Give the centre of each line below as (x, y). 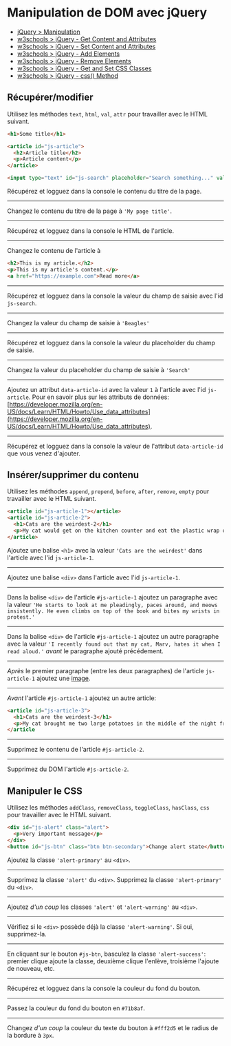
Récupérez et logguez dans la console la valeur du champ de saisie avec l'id (115, 296)
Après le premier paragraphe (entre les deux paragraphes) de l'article (106, 670)
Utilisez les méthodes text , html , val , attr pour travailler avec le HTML (108, 114)
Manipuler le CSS (45, 791)
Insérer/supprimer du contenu (73, 475)
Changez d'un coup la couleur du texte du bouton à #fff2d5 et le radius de (113, 1027)
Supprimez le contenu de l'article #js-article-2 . (76, 750)
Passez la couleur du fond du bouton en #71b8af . (76, 1008)
